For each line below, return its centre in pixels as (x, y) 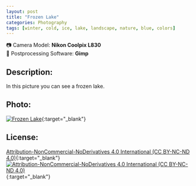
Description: (30, 72)
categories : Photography (37, 22)
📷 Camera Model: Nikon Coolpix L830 (54, 45)
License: (22, 137)
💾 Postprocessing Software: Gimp (47, 54)
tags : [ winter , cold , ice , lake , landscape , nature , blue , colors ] (91, 28)
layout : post (22, 11)
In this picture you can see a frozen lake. (55, 87)
